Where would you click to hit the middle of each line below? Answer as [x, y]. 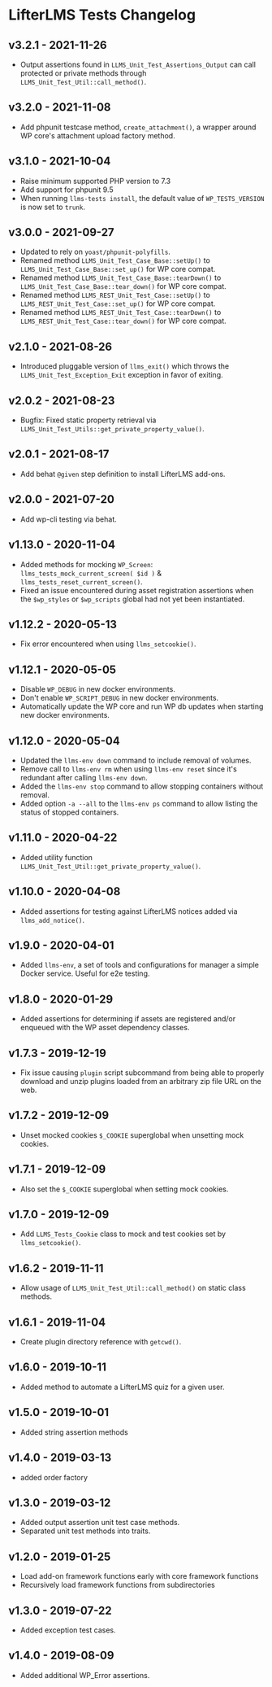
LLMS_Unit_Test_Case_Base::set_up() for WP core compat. [118, 269]
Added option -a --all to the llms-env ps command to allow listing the [139, 803]
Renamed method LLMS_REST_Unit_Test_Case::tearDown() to [121, 312]
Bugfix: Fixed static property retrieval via [88, 420]
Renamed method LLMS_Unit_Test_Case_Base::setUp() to [115, 260]
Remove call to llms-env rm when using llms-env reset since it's [128, 769]
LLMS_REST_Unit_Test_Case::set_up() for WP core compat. [118, 304]
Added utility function [56, 857]
